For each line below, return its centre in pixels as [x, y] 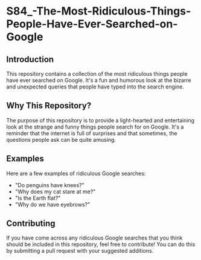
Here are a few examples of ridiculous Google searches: [76, 173]
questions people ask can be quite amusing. [61, 139]
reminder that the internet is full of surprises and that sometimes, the [92, 133]
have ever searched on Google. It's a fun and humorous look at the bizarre [99, 80]
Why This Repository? [49, 106]
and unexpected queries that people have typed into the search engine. [95, 87]
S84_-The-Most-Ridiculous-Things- [99, 11]
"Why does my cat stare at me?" [55, 192]
